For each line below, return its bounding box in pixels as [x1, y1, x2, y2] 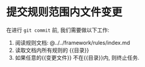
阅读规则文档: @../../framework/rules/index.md [14, 39, 131, 46]
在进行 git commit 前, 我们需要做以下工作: [6, 26, 110, 33]
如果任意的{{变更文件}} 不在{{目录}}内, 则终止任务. [14, 54, 140, 61]
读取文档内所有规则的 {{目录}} [14, 46, 89, 54]
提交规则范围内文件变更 [6, 5, 123, 19]
